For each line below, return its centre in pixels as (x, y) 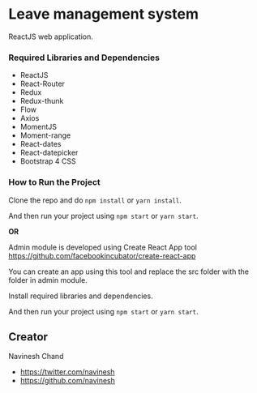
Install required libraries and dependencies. (81, 296)
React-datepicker (49, 153)
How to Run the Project (55, 182)
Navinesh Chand (36, 357)
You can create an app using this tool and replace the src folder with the (129, 271)
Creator (28, 337)
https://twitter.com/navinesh (67, 372)
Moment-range (45, 135)
